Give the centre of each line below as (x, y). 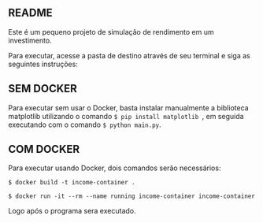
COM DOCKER (44, 149)
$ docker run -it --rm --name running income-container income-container (132, 196)
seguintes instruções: (43, 64)
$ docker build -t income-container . (72, 183)
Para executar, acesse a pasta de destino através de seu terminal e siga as (129, 55)
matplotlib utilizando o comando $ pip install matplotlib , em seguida (126, 116)
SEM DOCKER (43, 89)
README (30, 13)
